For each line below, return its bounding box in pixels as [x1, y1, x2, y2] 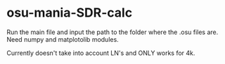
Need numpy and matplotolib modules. [6, 35, 119, 43]
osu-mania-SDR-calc [6, 5, 133, 21]
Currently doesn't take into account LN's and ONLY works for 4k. [6, 49, 195, 57]
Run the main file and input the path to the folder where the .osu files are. [6, 28, 219, 36]
